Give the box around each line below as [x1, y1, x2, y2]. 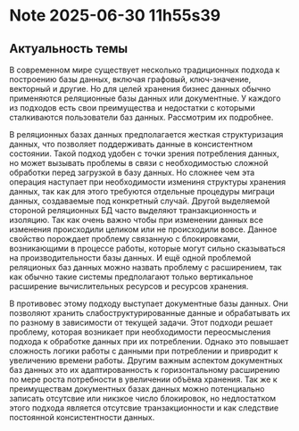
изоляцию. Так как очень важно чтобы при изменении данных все [9, 215, 263, 225]
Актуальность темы [9, 41, 128, 56]
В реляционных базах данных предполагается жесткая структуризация [9, 129, 284, 139]
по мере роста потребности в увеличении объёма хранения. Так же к [9, 374, 278, 385]
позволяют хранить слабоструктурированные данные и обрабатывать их [9, 308, 291, 318]
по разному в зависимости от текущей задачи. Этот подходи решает [9, 318, 274, 327]
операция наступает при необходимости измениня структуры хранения [9, 177, 287, 187]
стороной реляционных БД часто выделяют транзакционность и [9, 205, 257, 215]
